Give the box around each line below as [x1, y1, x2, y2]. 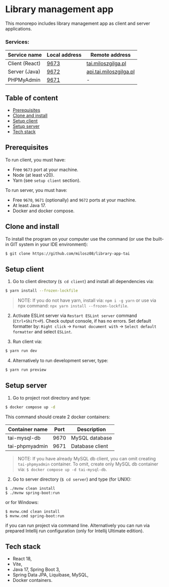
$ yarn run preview [5, 367, 47, 373]
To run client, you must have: [5, 156, 66, 163]
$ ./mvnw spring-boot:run [5, 490, 60, 495]
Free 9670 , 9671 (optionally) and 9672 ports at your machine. [12, 197, 137, 203]
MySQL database [70, 434, 112, 441]
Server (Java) [8, 68, 40, 75]
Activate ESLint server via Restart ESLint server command [12, 312, 138, 319]
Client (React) [8, 60, 41, 67]
